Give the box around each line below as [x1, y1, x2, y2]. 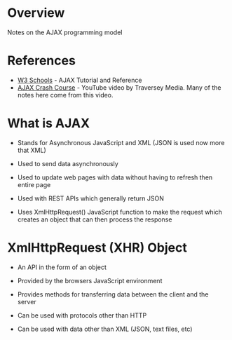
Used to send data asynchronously [17, 159, 119, 168]
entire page [17, 180, 51, 189]
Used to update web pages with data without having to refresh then [17, 173, 213, 182]
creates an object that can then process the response [17, 215, 172, 224]
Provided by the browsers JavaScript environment [17, 276, 163, 285]
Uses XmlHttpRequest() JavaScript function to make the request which [17, 208, 223, 216]
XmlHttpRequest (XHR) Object [7, 240, 187, 255]
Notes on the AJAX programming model [7, 28, 123, 36]
